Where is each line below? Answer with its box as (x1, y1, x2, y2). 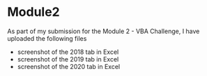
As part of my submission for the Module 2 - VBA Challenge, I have (7, 27, 200, 35)
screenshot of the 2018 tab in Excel (17, 48, 119, 56)
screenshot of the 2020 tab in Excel (17, 62, 121, 70)
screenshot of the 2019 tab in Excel (17, 55, 119, 63)
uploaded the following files (7, 34, 87, 42)
